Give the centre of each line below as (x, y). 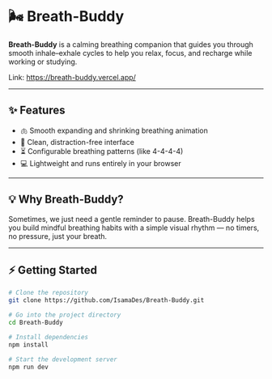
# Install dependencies (49, 337)
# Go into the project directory (65, 315)
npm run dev (28, 367)
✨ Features (37, 111)
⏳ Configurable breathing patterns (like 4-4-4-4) (102, 151)
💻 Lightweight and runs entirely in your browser (100, 163)
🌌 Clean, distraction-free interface (77, 142)
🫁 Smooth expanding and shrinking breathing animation (114, 130)
